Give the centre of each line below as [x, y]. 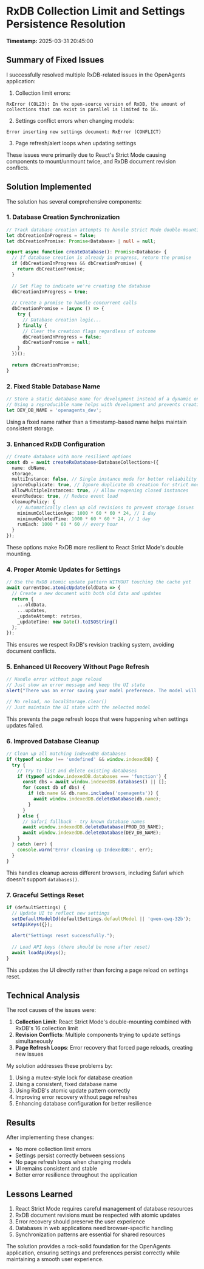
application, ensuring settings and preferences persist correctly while [93, 1253]
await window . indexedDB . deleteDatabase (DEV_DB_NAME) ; [92, 833]
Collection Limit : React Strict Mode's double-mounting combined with [103, 1022]
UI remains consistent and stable [56, 1169]
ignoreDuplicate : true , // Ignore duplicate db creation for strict [100, 485]
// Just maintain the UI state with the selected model [78, 707]
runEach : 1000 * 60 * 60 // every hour [68, 524]
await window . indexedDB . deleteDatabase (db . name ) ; [97, 799]
